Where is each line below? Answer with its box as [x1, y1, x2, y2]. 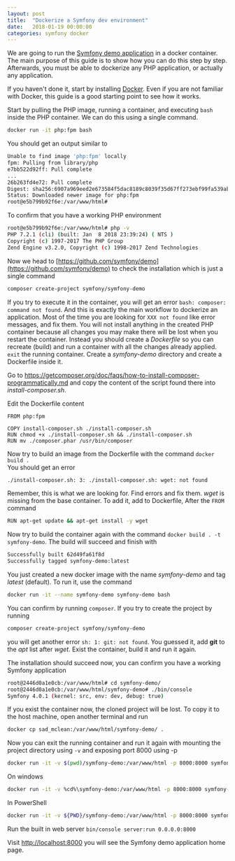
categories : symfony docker [7, 29, 90, 37]
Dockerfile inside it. [7, 357, 63, 366]
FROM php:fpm [7, 413, 45, 420]
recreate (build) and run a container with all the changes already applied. [7, 342, 217, 350]
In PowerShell [7, 799, 47, 806]
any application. [7, 71, 54, 80]
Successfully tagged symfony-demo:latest [7, 557, 130, 565]
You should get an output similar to [7, 139, 108, 148]
